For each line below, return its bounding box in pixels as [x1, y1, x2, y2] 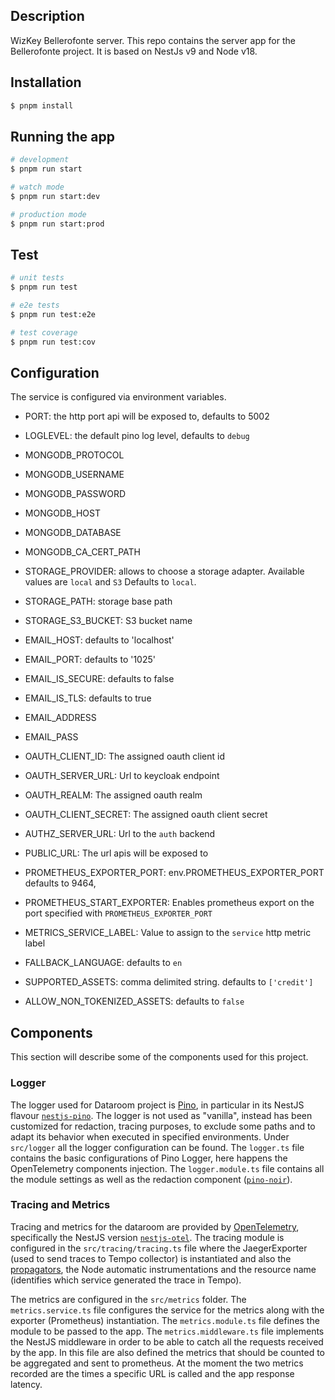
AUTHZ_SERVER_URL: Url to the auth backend [24, 828, 216, 840]
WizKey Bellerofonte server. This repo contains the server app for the [10, 34, 296, 46]
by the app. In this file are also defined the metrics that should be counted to [10, 1346, 326, 1358]
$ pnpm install [10, 100, 74, 111]
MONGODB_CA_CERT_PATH [24, 546, 141, 558]
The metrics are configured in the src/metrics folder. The [10, 1293, 247, 1305]
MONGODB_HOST [24, 507, 102, 519]
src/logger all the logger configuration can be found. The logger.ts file [10, 1141, 305, 1153]
